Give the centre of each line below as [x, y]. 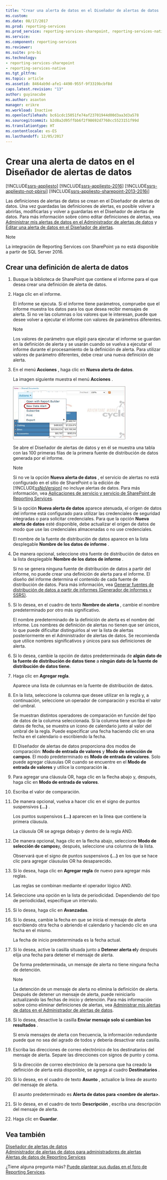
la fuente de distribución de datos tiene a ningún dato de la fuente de [85, 661]
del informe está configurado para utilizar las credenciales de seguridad [86, 513]
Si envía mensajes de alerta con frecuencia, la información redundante [85, 1035]
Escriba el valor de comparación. [47, 792]
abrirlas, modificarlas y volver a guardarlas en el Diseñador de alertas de [80, 211]
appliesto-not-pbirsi [26, 191]
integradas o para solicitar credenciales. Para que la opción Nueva [81, 519]
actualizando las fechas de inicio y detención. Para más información [82, 1000]
